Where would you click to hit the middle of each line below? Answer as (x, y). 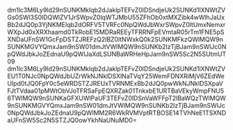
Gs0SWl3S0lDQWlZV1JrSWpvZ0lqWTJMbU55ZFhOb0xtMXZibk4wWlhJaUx (116, 17)
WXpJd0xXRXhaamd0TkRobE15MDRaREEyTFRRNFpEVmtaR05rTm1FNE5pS (116, 32)
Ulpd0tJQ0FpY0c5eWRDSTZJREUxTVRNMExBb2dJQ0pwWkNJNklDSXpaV (115, 83)
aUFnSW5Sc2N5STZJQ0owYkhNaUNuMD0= (72, 120)
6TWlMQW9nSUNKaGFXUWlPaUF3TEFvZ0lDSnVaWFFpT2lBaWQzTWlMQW (116, 98)
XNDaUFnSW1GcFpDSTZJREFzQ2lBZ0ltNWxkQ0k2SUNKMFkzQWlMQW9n (115, 39)
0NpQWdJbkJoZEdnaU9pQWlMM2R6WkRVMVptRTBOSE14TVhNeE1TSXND (117, 113)
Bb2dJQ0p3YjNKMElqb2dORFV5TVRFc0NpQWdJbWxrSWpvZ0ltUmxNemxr (116, 25)
